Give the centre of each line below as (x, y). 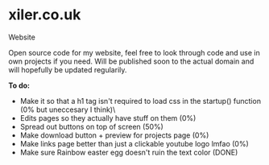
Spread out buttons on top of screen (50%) (91, 126)
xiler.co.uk (45, 15)
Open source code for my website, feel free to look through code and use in (134, 52)
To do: (19, 85)
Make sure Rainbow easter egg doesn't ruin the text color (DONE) (129, 152)
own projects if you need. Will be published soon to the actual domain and (131, 61)
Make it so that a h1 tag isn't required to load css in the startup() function (141, 101)
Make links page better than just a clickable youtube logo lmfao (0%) (134, 143)
